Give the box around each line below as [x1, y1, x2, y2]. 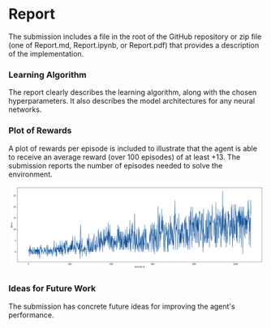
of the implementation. [8, 49, 84, 58]
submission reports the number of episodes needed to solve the [8, 160, 223, 170]
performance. [8, 309, 54, 320]
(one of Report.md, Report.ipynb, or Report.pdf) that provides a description [8, 40, 260, 49]
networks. [8, 104, 42, 114]
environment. [8, 169, 53, 179]
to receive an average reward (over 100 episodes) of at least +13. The [8, 151, 241, 162]
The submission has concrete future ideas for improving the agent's [8, 301, 235, 311]
